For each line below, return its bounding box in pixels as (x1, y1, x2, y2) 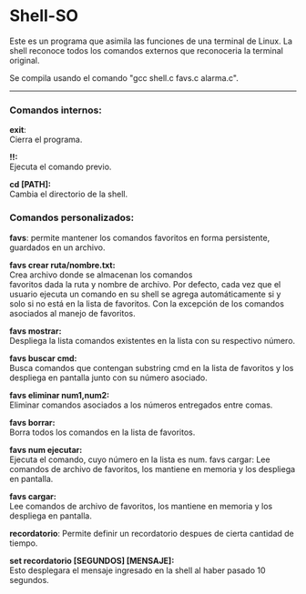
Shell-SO (9, 5, 79, 26)
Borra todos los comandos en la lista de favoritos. (9, 427, 196, 438)
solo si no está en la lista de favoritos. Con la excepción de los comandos (9, 297, 285, 309)
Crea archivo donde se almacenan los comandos (9, 269, 193, 280)
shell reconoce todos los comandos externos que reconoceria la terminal (9, 45, 284, 55)
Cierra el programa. (9, 134, 83, 146)
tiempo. (9, 538, 38, 549)
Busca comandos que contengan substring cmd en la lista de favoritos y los (9, 362, 294, 373)
